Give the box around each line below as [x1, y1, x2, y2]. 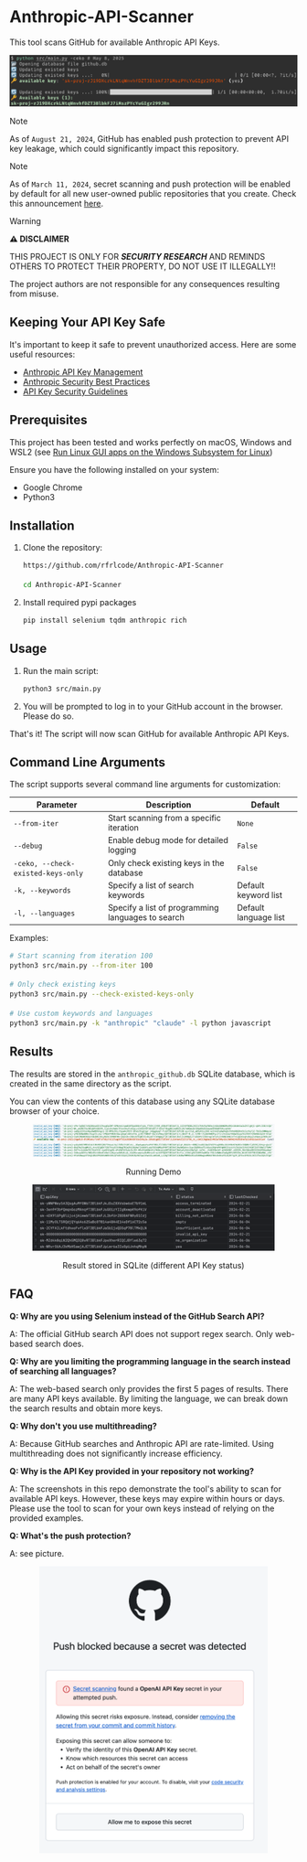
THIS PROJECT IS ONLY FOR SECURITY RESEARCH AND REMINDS [9, 251, 266, 262]
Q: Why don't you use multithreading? [9, 1420, 157, 1431]
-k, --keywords [13, 886, 71, 895]
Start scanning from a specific [108, 812, 221, 824]
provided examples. [9, 1512, 84, 1524]
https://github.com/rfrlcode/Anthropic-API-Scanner [22, 561, 224, 571]
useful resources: [9, 348, 76, 359]
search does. [35, 1338, 84, 1349]
